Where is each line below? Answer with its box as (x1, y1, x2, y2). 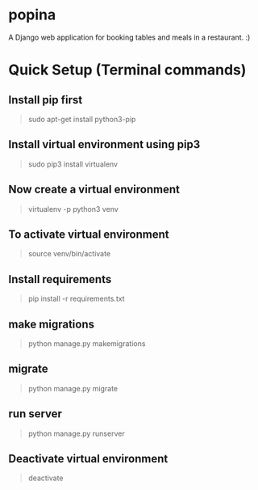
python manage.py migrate (27, 383, 119, 393)
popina (8, 6, 56, 24)
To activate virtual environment (8, 227, 169, 241)
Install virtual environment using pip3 (8, 137, 201, 151)
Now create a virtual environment (8, 183, 180, 196)
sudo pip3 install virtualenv (27, 159, 119, 169)
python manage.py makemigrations (27, 339, 146, 348)
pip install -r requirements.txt (27, 294, 125, 304)
